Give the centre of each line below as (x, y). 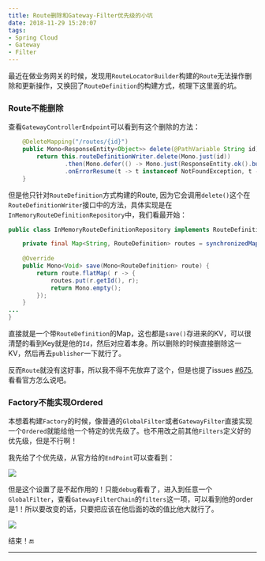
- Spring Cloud (33, 38)
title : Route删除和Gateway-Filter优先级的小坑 (81, 15)
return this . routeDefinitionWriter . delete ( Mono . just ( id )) (134, 157)
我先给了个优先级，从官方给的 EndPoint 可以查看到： (91, 458)
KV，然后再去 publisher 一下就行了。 (67, 354)
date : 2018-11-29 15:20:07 (52, 23)
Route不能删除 (36, 108)
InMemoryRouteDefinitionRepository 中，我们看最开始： (98, 214)
